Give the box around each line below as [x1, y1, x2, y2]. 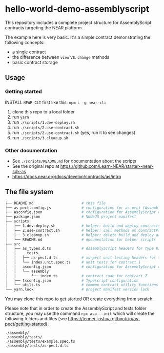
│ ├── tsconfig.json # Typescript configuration [5, 278, 139, 283]
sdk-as [12, 168, 26, 174]
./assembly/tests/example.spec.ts [5, 339, 76, 344]
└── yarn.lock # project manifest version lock [5, 287, 150, 292]
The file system [5, 188, 54, 196]
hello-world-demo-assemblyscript [5, 3, 149, 15]
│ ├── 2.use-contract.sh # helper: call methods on [5, 228, 137, 233]
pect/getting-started [5, 321, 46, 327]
